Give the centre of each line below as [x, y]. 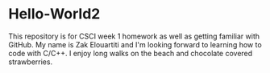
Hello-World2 [54, 14]
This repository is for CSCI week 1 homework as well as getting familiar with [134, 36]
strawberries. [31, 62]
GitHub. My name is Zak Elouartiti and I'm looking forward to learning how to [135, 44]
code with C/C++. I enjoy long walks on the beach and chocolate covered [131, 53]
